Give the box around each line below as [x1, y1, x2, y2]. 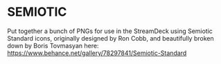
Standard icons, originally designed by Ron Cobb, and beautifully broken [7, 34, 214, 42]
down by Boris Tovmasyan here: [7, 41, 99, 50]
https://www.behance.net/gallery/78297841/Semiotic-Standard [7, 49, 187, 57]
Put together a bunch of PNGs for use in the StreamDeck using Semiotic [7, 27, 213, 35]
